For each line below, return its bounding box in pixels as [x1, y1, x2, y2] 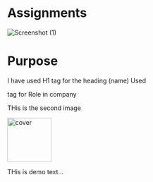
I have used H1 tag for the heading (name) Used [7, 76, 147, 85]
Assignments [7, 5, 87, 21]
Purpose [7, 53, 59, 69]
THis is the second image [7, 104, 81, 112]
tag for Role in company [7, 90, 77, 98]
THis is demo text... [7, 167, 64, 176]
